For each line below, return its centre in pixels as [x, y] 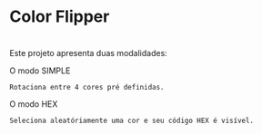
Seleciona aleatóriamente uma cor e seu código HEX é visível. [132, 121]
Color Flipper [60, 17]
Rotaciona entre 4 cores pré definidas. [87, 88]
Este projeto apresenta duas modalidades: [89, 53]
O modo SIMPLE [40, 71]
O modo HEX [34, 104]
